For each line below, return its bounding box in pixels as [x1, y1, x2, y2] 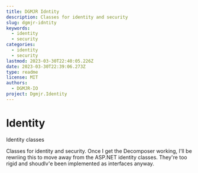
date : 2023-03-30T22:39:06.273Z [6, 63, 86, 70]
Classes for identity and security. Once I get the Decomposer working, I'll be [6, 147, 192, 154]
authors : [6, 80, 28, 86]
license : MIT [6, 74, 38, 80]
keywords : [6, 25, 31, 31]
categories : [6, 42, 35, 48]
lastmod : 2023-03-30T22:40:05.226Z [6, 58, 94, 64]
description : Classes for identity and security [6, 14, 128, 20]
